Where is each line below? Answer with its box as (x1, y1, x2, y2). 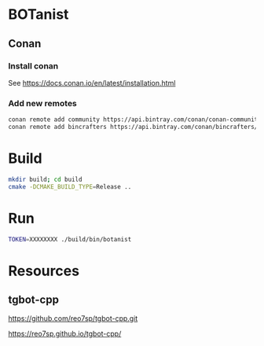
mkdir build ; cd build (8, 175, 82, 183)
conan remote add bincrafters (8, 123, 108, 131)
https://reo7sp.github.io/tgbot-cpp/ (8, 329, 122, 339)
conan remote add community (8, 116, 101, 123)
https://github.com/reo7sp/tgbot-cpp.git (8, 314, 138, 323)
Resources (8, 262, 80, 280)
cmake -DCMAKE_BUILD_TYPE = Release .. (8, 182, 132, 190)
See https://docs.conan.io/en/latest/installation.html (8, 78, 176, 87)
